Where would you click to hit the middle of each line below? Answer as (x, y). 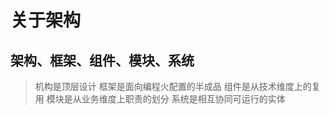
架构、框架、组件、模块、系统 (102, 60)
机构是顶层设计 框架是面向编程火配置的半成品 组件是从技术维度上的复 (177, 86)
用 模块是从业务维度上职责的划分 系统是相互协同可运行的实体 (160, 99)
